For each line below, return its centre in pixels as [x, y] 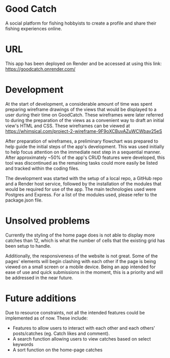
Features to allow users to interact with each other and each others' [84, 328]
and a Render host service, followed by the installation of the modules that [83, 184]
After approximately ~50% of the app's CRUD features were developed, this [85, 157]
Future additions [41, 298]
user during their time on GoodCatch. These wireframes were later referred [84, 115]
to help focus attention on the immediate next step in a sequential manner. [83, 152]
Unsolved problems [48, 221]
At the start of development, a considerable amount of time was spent [79, 104]
